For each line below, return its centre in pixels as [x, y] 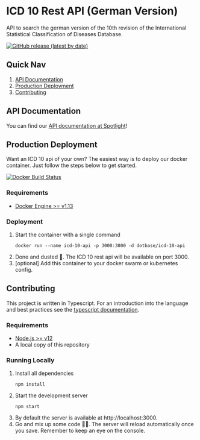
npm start [27, 407]
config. [24, 269]
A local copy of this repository [52, 345]
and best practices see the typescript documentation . [73, 309]
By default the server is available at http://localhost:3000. [86, 418]
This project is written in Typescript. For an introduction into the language [97, 303]
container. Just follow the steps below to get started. [72, 165]
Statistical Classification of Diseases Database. [65, 34]
